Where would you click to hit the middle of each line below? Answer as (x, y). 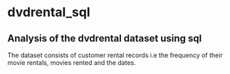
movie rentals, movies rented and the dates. (72, 63)
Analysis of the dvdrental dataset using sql (105, 38)
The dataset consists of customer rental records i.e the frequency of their (115, 55)
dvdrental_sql (49, 12)
